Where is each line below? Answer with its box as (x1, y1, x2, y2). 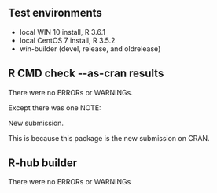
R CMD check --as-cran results (8, 67, 164, 80)
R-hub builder (8, 157, 77, 170)
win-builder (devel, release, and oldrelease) (19, 43, 161, 54)
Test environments (8, 6, 102, 20)
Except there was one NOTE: (8, 102, 101, 113)
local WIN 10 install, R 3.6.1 (19, 27, 106, 36)
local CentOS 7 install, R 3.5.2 (19, 35, 116, 45)
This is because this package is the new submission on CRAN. (8, 133, 210, 143)
